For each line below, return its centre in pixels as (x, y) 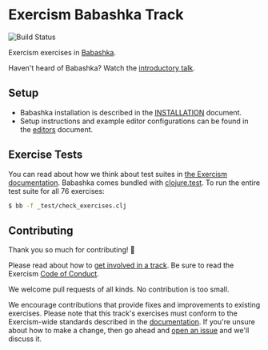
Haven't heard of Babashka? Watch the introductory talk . (102, 68)
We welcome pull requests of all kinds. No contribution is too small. (119, 289)
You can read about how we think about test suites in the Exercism (118, 174)
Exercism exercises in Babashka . (62, 52)
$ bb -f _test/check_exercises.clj (68, 206)
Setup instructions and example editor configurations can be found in (134, 121)
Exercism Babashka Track (96, 15)
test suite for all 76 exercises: (57, 191)
